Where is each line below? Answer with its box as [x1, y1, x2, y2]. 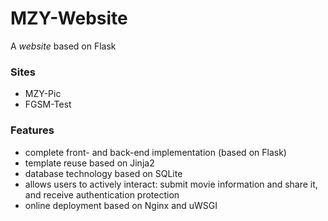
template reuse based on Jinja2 [24, 157, 155, 169]
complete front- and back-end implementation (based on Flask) [24, 146, 287, 158]
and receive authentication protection [24, 188, 180, 201]
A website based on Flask [10, 40, 117, 52]
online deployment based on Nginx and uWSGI [24, 199, 218, 211]
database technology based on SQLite [24, 167, 183, 179]
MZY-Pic [24, 88, 62, 100]
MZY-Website [10, 7, 128, 30]
